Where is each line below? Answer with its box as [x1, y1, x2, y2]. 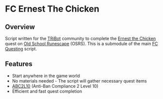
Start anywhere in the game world [12, 73, 80, 79]
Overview [5, 23, 35, 31]
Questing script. [5, 46, 37, 51]
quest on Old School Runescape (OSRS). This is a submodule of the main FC [5, 41, 158, 47]
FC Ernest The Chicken [5, 3, 99, 15]
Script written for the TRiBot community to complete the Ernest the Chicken [5, 35, 156, 41]
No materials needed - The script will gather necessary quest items [12, 78, 147, 83]
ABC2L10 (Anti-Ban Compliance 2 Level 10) [12, 83, 98, 89]
